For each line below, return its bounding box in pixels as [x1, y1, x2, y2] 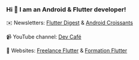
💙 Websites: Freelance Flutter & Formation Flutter [6, 47, 128, 54]
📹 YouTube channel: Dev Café [6, 33, 82, 40]
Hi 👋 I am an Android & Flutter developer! [6, 5, 126, 14]
